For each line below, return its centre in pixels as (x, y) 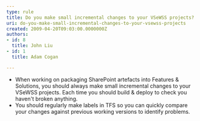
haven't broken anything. (46, 99)
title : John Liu (32, 46)
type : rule (20, 12)
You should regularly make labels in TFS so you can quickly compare (102, 105)
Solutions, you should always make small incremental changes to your (103, 86)
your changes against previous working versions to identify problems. (102, 111)
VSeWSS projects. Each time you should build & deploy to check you (101, 92)
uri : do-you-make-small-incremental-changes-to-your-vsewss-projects (96, 23)
